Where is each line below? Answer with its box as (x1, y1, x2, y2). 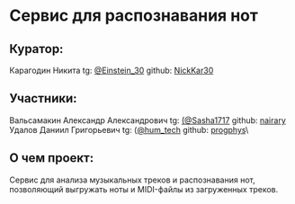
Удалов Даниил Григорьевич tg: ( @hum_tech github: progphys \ (9, 124, 249, 135)
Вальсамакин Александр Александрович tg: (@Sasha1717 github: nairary (9, 114, 286, 126)
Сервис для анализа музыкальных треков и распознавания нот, (9, 174, 255, 185)
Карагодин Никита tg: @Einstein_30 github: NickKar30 (9, 65, 214, 75)
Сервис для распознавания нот (9, 5, 258, 26)
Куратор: (9, 41, 64, 57)
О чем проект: (9, 150, 94, 166)
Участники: (9, 91, 78, 106)
